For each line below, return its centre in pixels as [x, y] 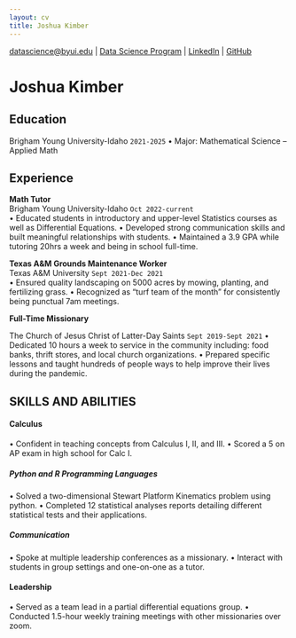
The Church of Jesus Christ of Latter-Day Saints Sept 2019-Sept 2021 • [139, 336]
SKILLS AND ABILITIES [73, 402]
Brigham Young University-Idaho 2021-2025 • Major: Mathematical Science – [148, 141]
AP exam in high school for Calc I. [71, 453]
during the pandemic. [48, 374]
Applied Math [34, 150]
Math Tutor [30, 200]
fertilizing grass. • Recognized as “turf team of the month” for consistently [145, 292]
